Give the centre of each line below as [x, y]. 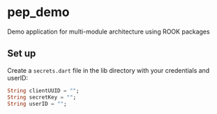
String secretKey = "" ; [42, 97]
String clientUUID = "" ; [43, 91]
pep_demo [38, 12]
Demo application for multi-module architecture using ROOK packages [109, 31]
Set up [22, 54]
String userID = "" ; [37, 104]
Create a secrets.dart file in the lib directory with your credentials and [108, 70]
